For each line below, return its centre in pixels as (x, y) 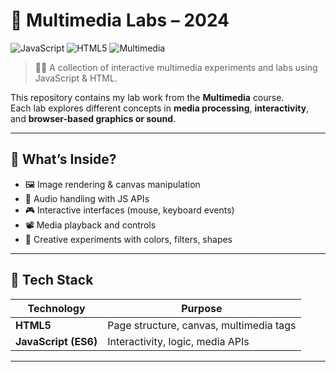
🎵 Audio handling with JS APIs (87, 198)
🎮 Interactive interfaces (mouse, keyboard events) (129, 210)
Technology (56, 308)
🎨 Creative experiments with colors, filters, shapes (128, 239)
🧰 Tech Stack (52, 280)
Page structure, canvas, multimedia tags (202, 325)
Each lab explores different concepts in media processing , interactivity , (160, 108)
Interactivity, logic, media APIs (178, 341)
